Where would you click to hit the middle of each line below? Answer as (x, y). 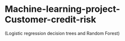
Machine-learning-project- (62, 9)
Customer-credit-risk (50, 20)
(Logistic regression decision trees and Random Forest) (62, 33)
